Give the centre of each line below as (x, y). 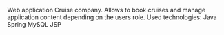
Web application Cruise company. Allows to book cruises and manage (106, 10)
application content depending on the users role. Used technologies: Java (112, 17)
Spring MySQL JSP (34, 24)
